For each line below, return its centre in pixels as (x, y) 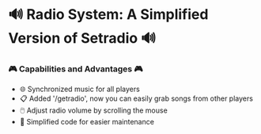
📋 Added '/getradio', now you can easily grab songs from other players (136, 98)
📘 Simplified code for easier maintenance (87, 122)
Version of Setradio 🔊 (82, 38)
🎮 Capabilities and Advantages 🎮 (76, 69)
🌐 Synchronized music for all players (79, 89)
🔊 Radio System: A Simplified (108, 15)
